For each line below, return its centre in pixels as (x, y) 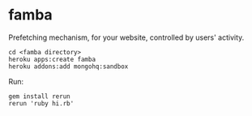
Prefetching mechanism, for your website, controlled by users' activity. (126, 37)
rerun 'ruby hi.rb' (41, 103)
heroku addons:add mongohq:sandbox (68, 67)
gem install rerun (39, 96)
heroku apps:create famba (52, 59)
